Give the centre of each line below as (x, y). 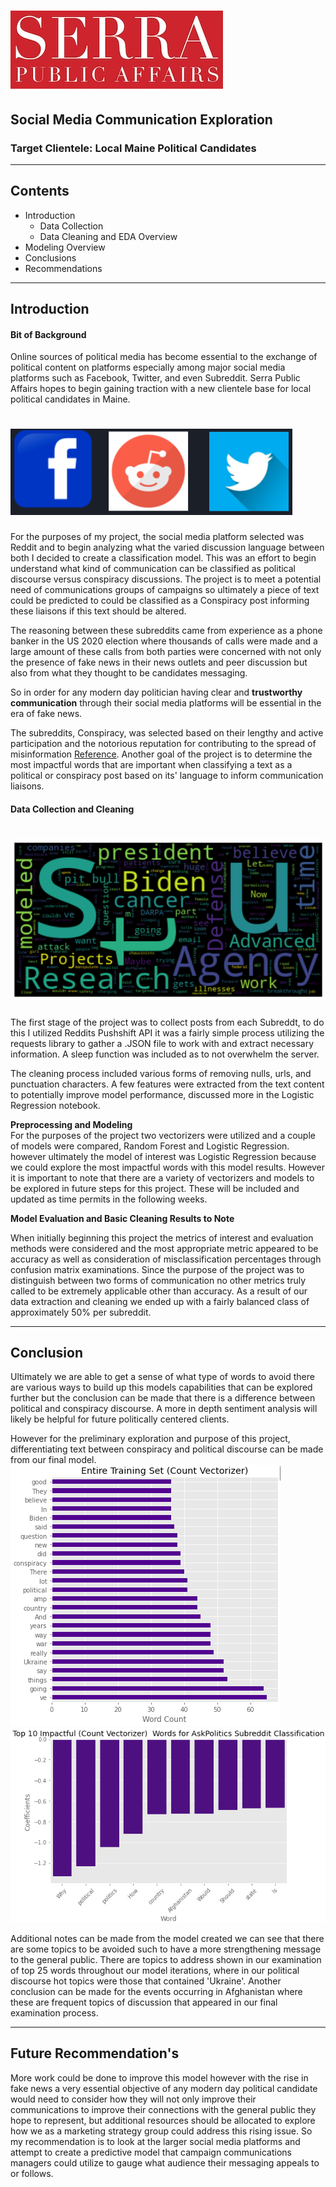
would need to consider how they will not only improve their (133, 2099)
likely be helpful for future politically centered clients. (120, 1419)
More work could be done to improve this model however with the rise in (159, 2077)
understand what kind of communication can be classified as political (153, 569)
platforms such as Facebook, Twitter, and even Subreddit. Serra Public (155, 378)
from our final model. (53, 1460)
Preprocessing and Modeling (71, 1124)
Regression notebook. (55, 1105)
